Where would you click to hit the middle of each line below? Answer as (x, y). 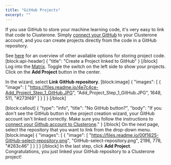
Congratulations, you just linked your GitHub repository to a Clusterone (80, 151)
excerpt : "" (18, 15)
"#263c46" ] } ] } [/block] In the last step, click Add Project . (68, 146)
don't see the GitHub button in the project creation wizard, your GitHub (80, 113)
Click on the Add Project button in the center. (53, 72)
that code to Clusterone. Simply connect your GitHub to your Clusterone (81, 35)
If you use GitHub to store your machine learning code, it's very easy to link (85, 29)
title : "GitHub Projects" (33, 10)
